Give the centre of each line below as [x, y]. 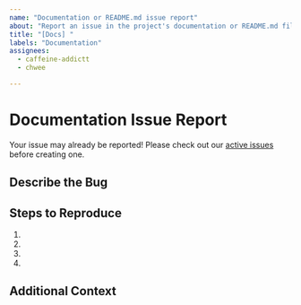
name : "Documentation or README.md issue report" [104, 17]
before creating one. [47, 154]
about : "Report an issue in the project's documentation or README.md [144, 26]
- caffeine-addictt [54, 59]
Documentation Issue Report [118, 120]
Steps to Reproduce [66, 213]
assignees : [30, 51]
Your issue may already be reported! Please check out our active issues [142, 144]
